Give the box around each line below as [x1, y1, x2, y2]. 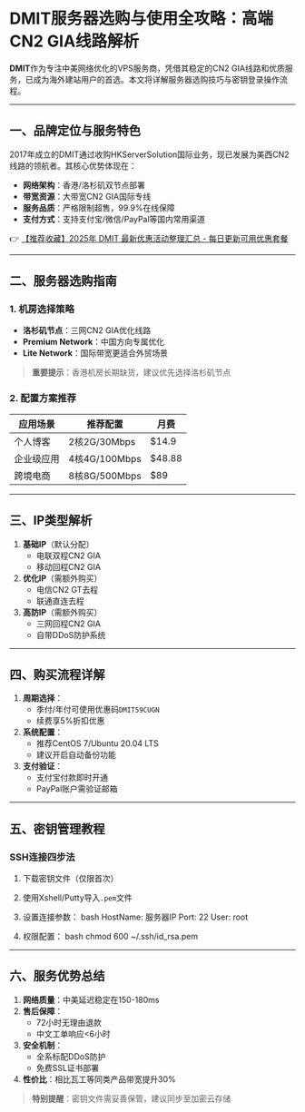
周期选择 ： [22, 693, 64, 704]
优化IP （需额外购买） [22, 573, 103, 584]
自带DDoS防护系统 [35, 629, 106, 640]
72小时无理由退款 [35, 1017, 103, 1028]
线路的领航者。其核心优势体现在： [9, 160, 137, 171]
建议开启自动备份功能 [35, 750, 116, 761]
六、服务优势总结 [9, 969, 105, 984]
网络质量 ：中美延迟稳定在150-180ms [22, 994, 160, 1005]
